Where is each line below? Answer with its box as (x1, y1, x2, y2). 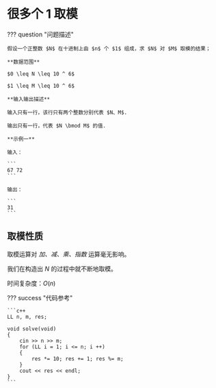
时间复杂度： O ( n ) (7, 279, 56, 287)
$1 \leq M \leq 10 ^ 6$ (7, 82, 75, 89)
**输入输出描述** (7, 95, 50, 103)
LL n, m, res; (7, 313, 48, 320)
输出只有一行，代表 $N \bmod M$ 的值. (7, 122, 107, 129)
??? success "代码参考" (7, 293, 73, 302)
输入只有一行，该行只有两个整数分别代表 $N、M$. (7, 109, 128, 116)
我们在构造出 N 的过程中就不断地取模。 (7, 265, 118, 273)
